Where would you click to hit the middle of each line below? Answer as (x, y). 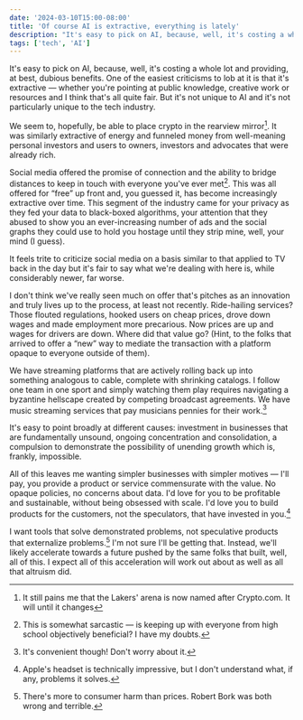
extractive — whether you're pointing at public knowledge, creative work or (150, 88)
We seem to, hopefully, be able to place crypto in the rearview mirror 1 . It (143, 125)
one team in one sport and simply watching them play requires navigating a (149, 389)
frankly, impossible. (46, 456)
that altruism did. (41, 571)
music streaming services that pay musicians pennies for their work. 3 (138, 409)
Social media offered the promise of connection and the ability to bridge (143, 172)
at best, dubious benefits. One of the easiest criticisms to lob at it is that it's (149, 79)
